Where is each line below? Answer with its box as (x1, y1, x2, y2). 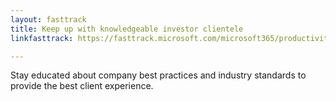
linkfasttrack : (10, 33, 74, 43)
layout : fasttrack (10, 14, 87, 25)
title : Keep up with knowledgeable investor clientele (10, 24, 244, 34)
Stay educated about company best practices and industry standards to (10, 69, 307, 81)
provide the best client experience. (10, 80, 154, 92)
